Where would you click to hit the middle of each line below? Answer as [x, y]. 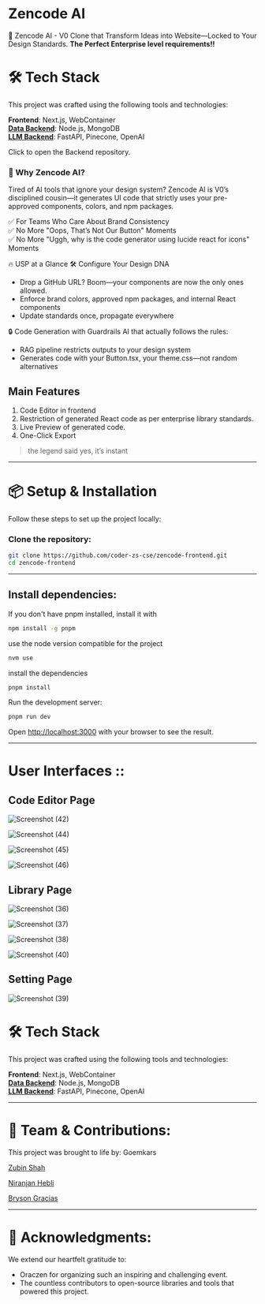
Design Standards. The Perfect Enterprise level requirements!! [112, 43]
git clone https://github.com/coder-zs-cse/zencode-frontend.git [118, 556]
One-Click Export [48, 435]
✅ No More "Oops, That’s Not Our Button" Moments [92, 230]
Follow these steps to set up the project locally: [85, 518]
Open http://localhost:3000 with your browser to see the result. [111, 732]
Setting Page [40, 979]
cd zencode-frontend [42, 563]
